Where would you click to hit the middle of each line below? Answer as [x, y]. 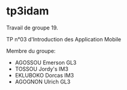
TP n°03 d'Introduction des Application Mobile [64, 39]
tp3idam [28, 11]
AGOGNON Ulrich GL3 [43, 82]
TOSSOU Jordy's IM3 [42, 69]
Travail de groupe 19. [32, 28]
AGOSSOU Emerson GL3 [46, 62]
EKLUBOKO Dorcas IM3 [44, 75]
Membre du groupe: [31, 51]
